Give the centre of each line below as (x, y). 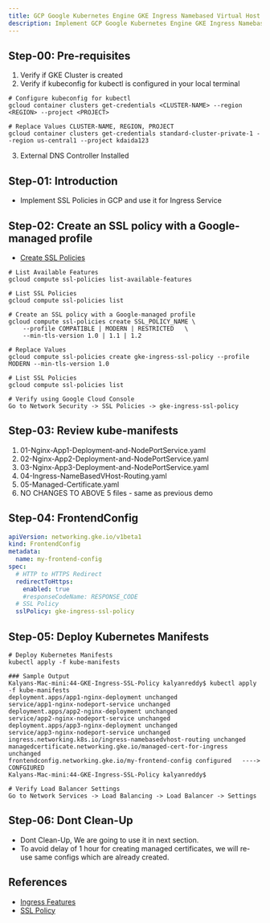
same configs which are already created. (102, 857)
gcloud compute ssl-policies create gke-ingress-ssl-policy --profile (129, 356)
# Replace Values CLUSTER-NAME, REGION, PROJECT (91, 127)
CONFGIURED (27, 768)
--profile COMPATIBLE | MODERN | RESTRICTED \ (106, 328)
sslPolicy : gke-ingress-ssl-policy (75, 612)
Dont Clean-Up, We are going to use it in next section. (109, 840)
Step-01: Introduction (63, 181)
